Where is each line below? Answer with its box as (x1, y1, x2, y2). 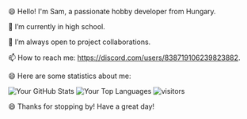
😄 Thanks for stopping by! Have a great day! (8, 102, 155, 111)
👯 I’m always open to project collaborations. (8, 37, 151, 46)
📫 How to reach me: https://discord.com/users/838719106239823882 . (8, 53, 241, 62)
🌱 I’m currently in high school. (8, 22, 105, 31)
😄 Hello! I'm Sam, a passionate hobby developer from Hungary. (8, 7, 216, 16)
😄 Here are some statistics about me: (8, 71, 132, 80)
